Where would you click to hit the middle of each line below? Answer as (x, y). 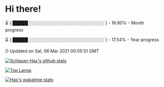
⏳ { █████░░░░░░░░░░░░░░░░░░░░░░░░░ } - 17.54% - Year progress (82, 40)
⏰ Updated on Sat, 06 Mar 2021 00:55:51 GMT (52, 51)
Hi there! (23, 9)
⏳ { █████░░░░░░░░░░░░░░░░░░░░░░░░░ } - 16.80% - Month (75, 22)
